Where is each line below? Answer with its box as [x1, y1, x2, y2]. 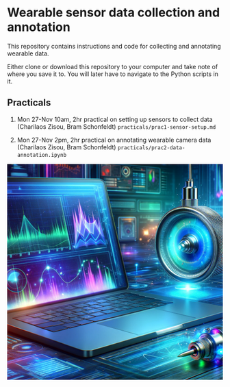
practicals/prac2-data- [117, 144, 186, 151]
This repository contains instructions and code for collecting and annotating [7, 42, 221, 50]
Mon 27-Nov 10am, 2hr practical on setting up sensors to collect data [16, 115, 214, 123]
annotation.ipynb [16, 151, 67, 158]
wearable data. [7, 49, 49, 58]
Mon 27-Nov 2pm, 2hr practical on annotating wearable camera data [16, 136, 212, 144]
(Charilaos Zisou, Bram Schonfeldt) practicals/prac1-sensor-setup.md [16, 122, 216, 131]
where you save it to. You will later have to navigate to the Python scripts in [7, 70, 219, 78]
